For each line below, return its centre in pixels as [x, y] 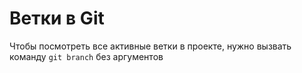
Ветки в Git [57, 18]
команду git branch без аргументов [86, 56]
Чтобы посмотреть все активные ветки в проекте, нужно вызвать [150, 46]
